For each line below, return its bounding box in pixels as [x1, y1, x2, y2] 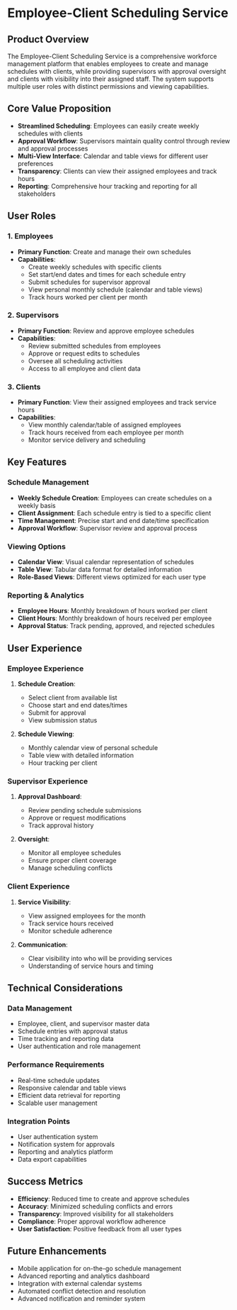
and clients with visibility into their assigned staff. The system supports [7, 75, 214, 83]
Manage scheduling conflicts [28, 864, 113, 872]
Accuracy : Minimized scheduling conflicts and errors [17, 1201, 173, 1211]
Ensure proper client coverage [28, 857, 117, 865]
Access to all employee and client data [28, 364, 141, 373]
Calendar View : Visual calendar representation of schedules [17, 558, 195, 566]
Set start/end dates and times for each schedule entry [28, 270, 186, 278]
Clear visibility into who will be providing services [28, 954, 173, 962]
